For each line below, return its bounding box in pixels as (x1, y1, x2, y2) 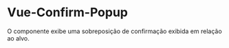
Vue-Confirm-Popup (7, 5, 129, 20)
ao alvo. (7, 34, 30, 42)
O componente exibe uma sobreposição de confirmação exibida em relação (7, 27, 222, 35)
